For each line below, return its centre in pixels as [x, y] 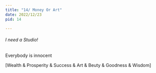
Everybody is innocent [29, 55]
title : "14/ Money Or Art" [34, 10]
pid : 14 [13, 19]
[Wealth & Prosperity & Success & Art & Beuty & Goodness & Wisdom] [78, 65]
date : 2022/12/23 [24, 15]
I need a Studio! [22, 40]
